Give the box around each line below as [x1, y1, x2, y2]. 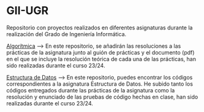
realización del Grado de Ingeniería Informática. [6, 30, 127, 37]
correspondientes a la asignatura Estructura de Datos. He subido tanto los [6, 80, 193, 88]
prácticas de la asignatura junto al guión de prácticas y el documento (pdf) [6, 48, 195, 56]
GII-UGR [6, 4, 49, 18]
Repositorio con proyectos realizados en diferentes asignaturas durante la [6, 24, 193, 31]
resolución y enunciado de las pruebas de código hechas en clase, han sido [6, 93, 198, 100]
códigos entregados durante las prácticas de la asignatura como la [6, 86, 175, 94]
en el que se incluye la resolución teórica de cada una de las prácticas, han [6, 55, 196, 62]
